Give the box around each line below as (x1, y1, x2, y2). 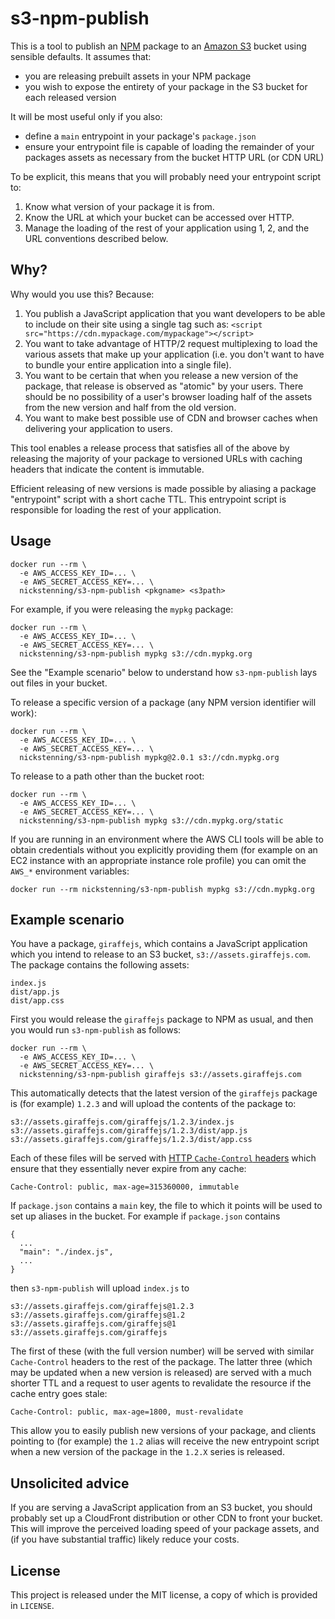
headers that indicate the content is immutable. (10, 463, 205, 475)
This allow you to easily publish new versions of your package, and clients (10, 1425, 317, 1437)
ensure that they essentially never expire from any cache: (10, 1163, 247, 1175)
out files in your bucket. (10, 677, 108, 689)
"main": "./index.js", (19, 1247, 114, 1257)
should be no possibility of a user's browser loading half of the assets (24, 390, 313, 402)
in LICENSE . (10, 1600, 55, 1611)
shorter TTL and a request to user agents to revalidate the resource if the (10, 1377, 312, 1389)
